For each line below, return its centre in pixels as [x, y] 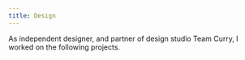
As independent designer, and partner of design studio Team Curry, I [123, 38]
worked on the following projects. [64, 47]
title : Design [32, 16]
